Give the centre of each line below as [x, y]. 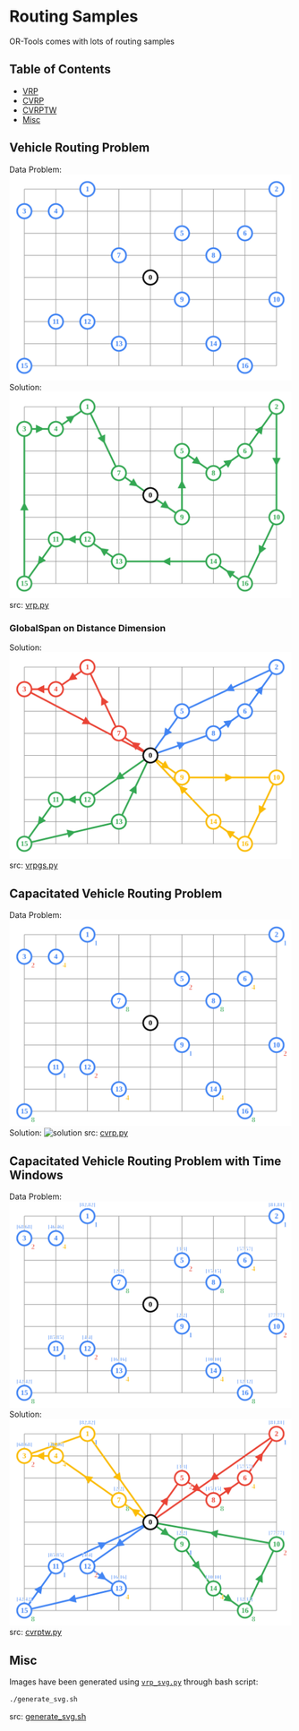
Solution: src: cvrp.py [68, 1133]
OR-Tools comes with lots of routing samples [92, 41]
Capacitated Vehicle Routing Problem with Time [145, 1161]
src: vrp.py [29, 604]
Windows [36, 1175]
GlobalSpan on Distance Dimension [88, 628]
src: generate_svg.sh [48, 1717]
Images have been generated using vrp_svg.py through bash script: [134, 1682]
